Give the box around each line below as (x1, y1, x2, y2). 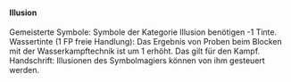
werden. (9, 65, 40, 76)
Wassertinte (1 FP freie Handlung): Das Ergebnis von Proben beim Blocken (9, 37, 283, 47)
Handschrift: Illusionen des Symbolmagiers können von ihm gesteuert (9, 55, 265, 66)
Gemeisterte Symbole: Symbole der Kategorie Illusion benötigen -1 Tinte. (9, 27, 278, 37)
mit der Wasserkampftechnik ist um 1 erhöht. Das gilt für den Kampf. (9, 45, 261, 57)
